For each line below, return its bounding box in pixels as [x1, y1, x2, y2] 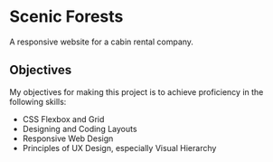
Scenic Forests [9, 6, 124, 27]
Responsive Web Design [22, 133, 114, 144]
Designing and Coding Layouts [22, 123, 137, 134]
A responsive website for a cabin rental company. [9, 36, 194, 47]
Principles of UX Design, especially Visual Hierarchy [22, 142, 217, 153]
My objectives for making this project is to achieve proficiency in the [9, 86, 264, 97]
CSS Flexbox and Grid [22, 113, 105, 124]
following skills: [9, 96, 67, 107]
